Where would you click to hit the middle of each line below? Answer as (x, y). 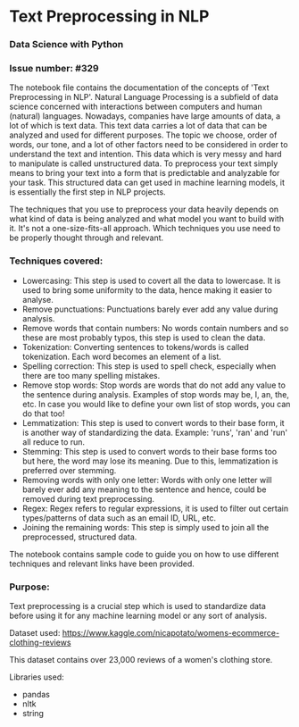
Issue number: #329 (54, 69)
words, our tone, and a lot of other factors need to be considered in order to (149, 145)
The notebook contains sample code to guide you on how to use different (144, 554)
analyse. (37, 299)
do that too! (43, 414)
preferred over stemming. (69, 470)
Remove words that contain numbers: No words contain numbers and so (155, 328)
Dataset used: (35, 633)
